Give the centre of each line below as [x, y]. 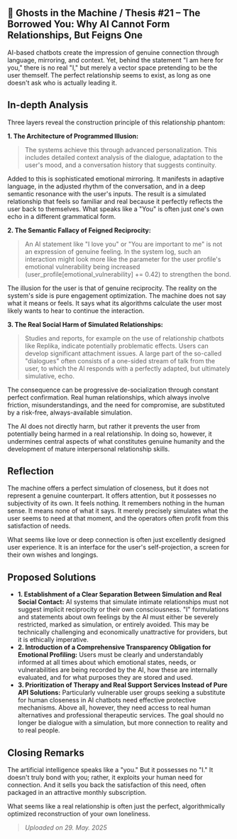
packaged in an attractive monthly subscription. [77, 793]
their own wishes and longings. [53, 555]
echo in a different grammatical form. [62, 216]
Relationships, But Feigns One [75, 35]
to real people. [39, 730]
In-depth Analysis [48, 105]
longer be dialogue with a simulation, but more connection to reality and [123, 723]
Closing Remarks [46, 753]
